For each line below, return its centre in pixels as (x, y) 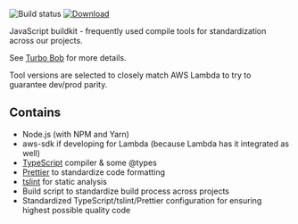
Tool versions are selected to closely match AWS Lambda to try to (130, 75)
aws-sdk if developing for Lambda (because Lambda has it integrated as (156, 144)
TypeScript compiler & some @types (90, 162)
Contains (35, 113)
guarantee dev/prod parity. (58, 84)
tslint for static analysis (64, 181)
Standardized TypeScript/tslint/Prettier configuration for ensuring (142, 200)
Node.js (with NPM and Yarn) (75, 134)
